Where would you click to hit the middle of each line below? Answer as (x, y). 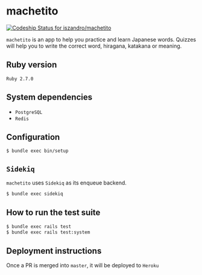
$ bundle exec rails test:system (48, 232)
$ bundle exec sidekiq (35, 194)
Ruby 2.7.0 (20, 79)
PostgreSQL (29, 112)
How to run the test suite (53, 213)
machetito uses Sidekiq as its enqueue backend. (66, 183)
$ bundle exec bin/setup (37, 151)
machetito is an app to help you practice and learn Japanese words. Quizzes (101, 39)
